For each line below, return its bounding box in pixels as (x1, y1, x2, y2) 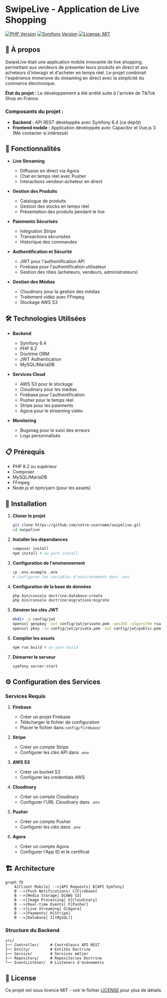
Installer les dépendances (12, 536, 68, 543)
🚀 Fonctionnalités (5, 144, 61, 153)
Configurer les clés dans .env (20, 824, 81, 830)
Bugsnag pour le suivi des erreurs (20, 427, 90, 433)
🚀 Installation (5, 499, 47, 508)
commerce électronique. (5, 80, 56, 86)
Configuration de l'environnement (12, 560, 85, 566)
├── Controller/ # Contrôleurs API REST (5, 943, 100, 948)
